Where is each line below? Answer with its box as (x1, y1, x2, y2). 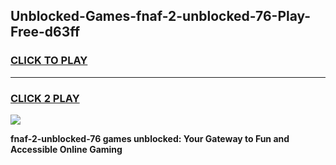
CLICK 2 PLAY (10, 91, 80, 105)
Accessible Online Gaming (10, 143, 123, 155)
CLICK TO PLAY (10, 54, 88, 68)
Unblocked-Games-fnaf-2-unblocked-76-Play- (10, 8, 312, 25)
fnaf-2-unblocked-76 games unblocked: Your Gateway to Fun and (10, 132, 290, 144)
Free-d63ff (10, 24, 81, 41)
